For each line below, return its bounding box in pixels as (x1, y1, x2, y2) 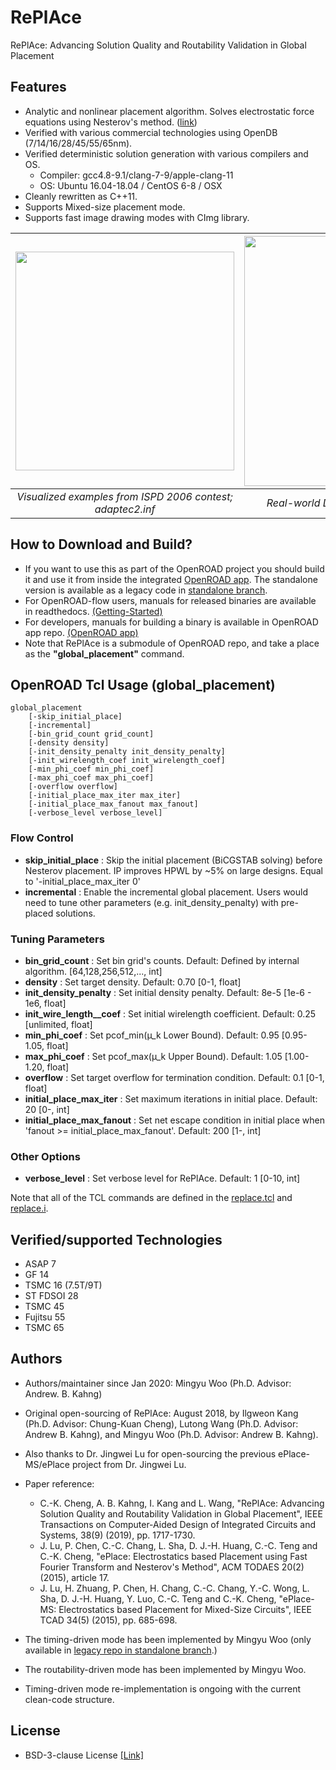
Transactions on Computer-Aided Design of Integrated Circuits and (39, 1518, 317, 1530)
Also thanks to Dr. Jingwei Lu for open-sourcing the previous (24, 1447, 277, 1460)
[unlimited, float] (24, 1018, 93, 1030)
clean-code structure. (24, 1693, 115, 1705)
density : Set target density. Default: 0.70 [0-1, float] (24, 976, 242, 988)
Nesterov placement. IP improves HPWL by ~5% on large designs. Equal (24, 864, 323, 876)
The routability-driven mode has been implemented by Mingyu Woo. (24, 1663, 307, 1675)
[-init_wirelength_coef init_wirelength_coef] (28, 756, 226, 766)
